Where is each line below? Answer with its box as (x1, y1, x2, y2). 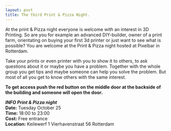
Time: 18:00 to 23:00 (5, 110, 50, 116)
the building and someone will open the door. (5, 89, 103, 95)
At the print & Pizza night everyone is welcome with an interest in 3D (5, 26, 149, 32)
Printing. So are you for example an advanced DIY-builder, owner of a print (5, 32, 162, 38)
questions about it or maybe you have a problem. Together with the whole (5, 63, 161, 69)
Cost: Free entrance (5, 115, 48, 121)
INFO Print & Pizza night (5, 99, 57, 105)
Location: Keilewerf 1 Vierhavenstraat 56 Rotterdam (5, 121, 114, 127)
